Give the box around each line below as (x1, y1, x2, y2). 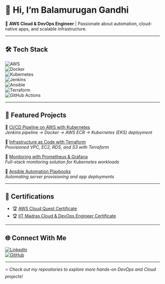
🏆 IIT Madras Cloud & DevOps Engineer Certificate (12, 213, 116, 219)
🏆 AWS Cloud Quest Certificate (12, 206, 77, 212)
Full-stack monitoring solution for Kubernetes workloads (5, 159, 119, 165)
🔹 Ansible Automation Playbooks (5, 168, 71, 174)
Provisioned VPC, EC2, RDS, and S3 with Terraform (5, 144, 110, 150)
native (5, 26, 18, 31)
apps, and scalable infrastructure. (18, 26, 87, 31)
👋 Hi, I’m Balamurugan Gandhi (5, 4, 129, 16)
